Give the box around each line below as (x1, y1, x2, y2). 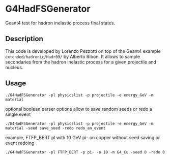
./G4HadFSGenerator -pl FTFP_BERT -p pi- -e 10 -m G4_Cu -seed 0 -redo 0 (5, 149, 165, 155)
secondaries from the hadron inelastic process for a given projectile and (5, 59, 157, 65)
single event (5, 111, 31, 117)
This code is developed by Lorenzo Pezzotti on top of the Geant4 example (5, 48, 161, 54)
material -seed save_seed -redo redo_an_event (5, 125, 106, 131)
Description (5, 35, 43, 43)
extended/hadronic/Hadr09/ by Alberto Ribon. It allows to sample (5, 53, 140, 59)
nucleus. (5, 64, 23, 70)
